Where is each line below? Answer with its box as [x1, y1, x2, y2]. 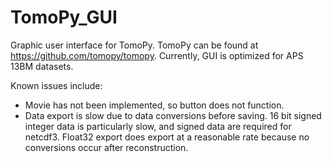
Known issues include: [10, 79, 103, 91]
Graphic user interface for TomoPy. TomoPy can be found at [10, 39, 259, 51]
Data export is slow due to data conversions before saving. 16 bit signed [24, 109, 322, 121]
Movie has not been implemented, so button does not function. [24, 99, 285, 111]
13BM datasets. [10, 60, 74, 72]
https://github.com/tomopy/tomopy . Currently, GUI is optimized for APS [10, 49, 304, 61]
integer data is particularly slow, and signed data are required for [24, 120, 292, 132]
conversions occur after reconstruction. [24, 141, 189, 153]
